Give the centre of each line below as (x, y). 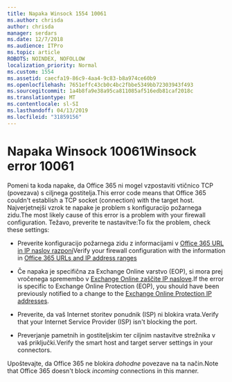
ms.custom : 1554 (30, 72)
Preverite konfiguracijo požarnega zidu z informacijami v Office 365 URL (121, 243)
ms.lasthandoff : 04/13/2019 (48, 110)
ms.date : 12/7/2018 (35, 40)
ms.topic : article (34, 53)
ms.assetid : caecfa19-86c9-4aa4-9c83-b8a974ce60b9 (82, 78)
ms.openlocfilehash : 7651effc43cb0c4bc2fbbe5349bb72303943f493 (100, 85)
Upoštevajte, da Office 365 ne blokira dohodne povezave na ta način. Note (113, 363)
